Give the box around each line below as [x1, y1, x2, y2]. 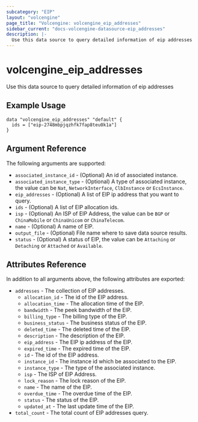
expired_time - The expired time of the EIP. [23, 345, 131, 352]
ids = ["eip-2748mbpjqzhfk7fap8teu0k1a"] [11, 122, 117, 128]
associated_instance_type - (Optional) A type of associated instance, [14, 178, 187, 185]
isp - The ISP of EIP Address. [23, 371, 97, 378]
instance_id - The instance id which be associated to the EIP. [23, 358, 176, 365]
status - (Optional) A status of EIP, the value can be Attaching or [14, 235, 176, 242]
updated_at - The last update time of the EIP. [23, 403, 134, 410]
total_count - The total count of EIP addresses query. [14, 409, 149, 417]
